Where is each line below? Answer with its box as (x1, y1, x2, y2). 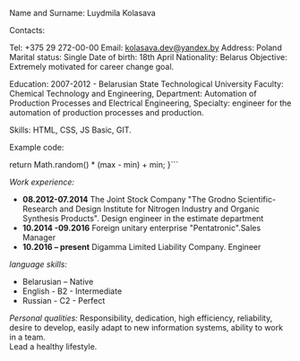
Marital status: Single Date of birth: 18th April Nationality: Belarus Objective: (9, 52, 288, 62)
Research (21, 203, 58, 214)
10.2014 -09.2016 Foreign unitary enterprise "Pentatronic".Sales (21, 223, 261, 233)
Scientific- (237, 194, 276, 204)
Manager (21, 232, 56, 243)
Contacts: (9, 25, 46, 35)
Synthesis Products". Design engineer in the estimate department (21, 213, 264, 223)
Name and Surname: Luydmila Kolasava (9, 8, 157, 18)
